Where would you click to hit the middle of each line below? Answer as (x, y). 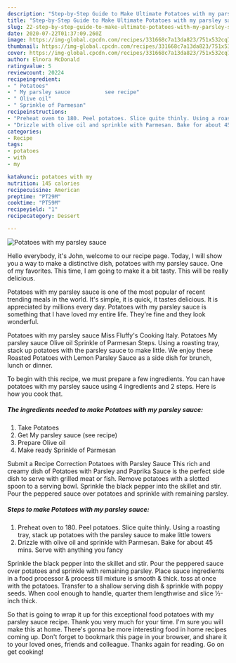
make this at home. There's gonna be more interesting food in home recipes (117, 629)
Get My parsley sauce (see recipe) (67, 435)
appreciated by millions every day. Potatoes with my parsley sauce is (107, 307)
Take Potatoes (38, 427)
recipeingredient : (34, 79)
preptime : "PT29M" (34, 197)
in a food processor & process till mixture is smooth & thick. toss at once (112, 578)
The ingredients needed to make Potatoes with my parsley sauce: (105, 410)
